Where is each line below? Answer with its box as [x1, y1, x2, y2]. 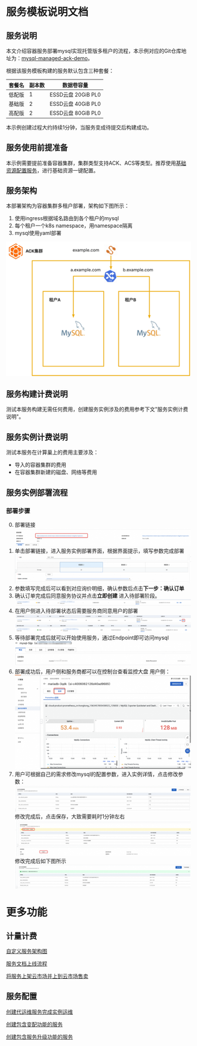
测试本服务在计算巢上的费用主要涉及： [6, 449, 98, 456]
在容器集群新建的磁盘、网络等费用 [14, 469, 97, 476]
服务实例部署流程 [6, 487, 68, 497]
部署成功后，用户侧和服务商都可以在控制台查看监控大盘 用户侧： [14, 668, 171, 675]
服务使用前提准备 [6, 142, 68, 153]
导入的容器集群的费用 [14, 461, 66, 469]
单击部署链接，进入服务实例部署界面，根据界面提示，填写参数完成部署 [14, 547, 185, 554]
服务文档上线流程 [6, 960, 47, 967]
